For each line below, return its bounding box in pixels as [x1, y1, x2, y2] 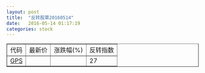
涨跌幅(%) [54, 46, 84, 55]
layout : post [6, 9, 40, 15]
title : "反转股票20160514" [6, 15, 74, 21]
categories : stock [6, 26, 53, 32]
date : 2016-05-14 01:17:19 [6, 20, 81, 26]
